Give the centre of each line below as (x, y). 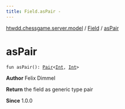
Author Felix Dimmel (31, 78)
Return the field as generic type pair (49, 89)
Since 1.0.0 (19, 100)
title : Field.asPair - (33, 11)
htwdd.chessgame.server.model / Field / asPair (63, 28)
